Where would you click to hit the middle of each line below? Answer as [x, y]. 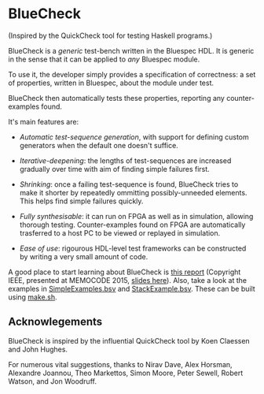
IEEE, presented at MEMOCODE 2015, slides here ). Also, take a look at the [128, 280]
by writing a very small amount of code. [84, 256]
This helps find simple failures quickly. [81, 201]
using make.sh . [33, 297]
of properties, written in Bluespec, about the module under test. [111, 83]
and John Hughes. [38, 349]
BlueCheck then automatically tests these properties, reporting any [117, 98]
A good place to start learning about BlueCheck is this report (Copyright [125, 272]
